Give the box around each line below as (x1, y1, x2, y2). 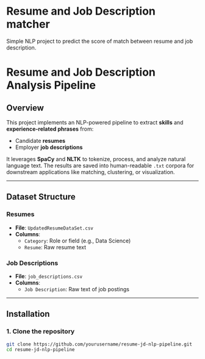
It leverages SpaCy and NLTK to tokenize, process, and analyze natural (6, 155, 186, 162)
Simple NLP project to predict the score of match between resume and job (6, 37, 193, 45)
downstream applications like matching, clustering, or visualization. (6, 168, 175, 175)
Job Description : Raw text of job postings (24, 285, 130, 292)
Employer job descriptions (15, 143, 83, 151)
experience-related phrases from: (6, 125, 94, 132)
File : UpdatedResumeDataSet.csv (15, 224, 93, 231)
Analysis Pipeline (6, 78, 96, 92)
